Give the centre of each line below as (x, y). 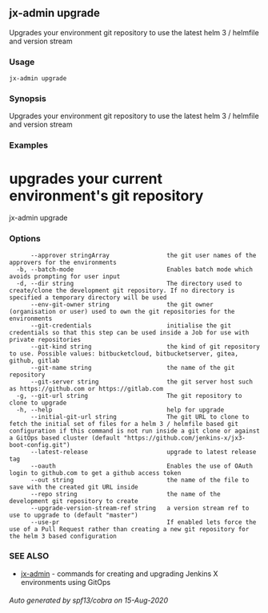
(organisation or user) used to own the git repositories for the (122, 311)
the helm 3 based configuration (63, 536)
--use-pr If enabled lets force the (143, 522)
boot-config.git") (40, 445)
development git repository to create (74, 501)
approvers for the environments (63, 262)
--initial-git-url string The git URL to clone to (140, 416)
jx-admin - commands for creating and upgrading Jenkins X (119, 574)
